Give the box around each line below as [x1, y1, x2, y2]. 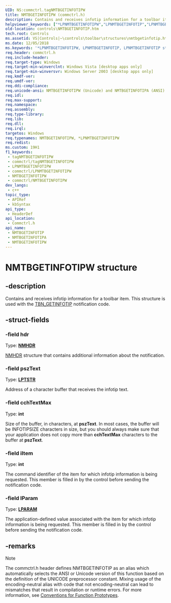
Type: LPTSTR [5, 377, 36, 383]
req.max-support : [5, 97, 42, 102]
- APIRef [7, 197, 26, 202]
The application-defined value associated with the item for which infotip [5, 516, 156, 522]
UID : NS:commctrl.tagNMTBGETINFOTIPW [5, 7, 85, 13]
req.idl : [5, 93, 24, 98]
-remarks [5, 541, 36, 550]
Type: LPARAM [5, 506, 37, 512]
